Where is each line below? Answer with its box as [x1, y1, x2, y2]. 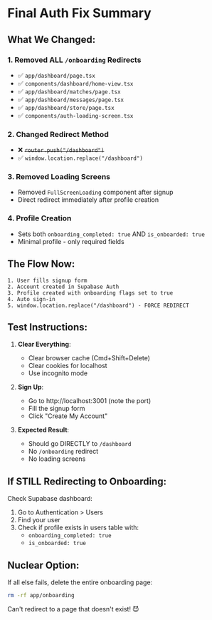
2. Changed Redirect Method [7, 129, 109, 139]
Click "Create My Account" [28, 412, 108, 420]
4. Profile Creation [7, 213, 72, 223]
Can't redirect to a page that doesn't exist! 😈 [7, 604, 139, 613]
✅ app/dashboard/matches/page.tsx [17, 87, 121, 96]
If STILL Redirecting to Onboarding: [7, 475, 167, 487]
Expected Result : [17, 426, 70, 434]
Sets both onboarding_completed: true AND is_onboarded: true [17, 230, 205, 238]
